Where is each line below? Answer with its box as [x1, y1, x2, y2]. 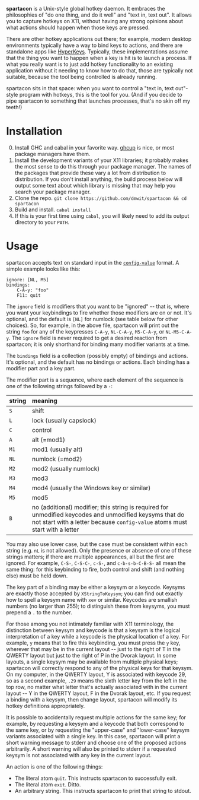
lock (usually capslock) [31, 416, 97, 424]
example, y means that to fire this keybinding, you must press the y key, [6, 639, 181, 646]
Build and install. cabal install [14, 206, 91, 213]
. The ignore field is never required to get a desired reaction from [8, 334, 168, 341]
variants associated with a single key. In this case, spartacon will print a [6, 732, 181, 739]
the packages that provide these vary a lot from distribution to [14, 169, 166, 176]
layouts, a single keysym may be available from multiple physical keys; [6, 658, 178, 665]
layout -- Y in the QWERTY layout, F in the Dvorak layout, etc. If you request [6, 690, 191, 697]
